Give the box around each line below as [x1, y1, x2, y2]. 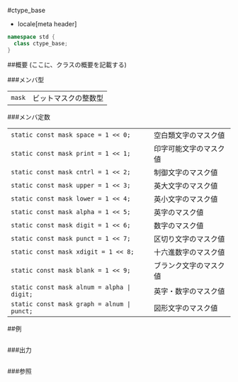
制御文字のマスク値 [153, 167, 218, 177]
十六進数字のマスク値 [153, 247, 225, 257]
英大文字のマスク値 [153, 181, 218, 191]
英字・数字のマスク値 [153, 286, 225, 296]
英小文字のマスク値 [153, 194, 218, 204]
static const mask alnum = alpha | [11, 283, 131, 291]
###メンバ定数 [7, 113, 51, 121]
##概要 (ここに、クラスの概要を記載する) [7, 60, 127, 69]
